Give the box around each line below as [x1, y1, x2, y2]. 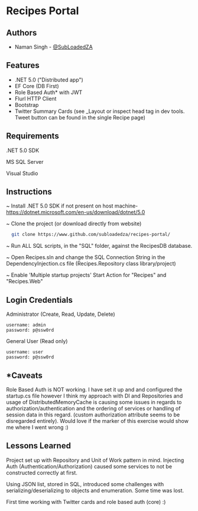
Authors [6, 28, 37, 38]
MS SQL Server [6, 158, 44, 165]
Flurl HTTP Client [14, 95, 57, 102]
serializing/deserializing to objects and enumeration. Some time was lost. [6, 487, 184, 494]
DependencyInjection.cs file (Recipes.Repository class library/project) [6, 260, 176, 267]
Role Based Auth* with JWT [14, 89, 83, 96]
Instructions [6, 187, 52, 197]
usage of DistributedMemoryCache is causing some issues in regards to [6, 398, 182, 406]
